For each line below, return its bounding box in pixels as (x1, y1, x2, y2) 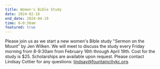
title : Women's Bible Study (5, 7, 62, 12)
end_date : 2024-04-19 (5, 16, 49, 21)
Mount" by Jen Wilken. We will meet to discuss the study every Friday (5, 43, 144, 49)
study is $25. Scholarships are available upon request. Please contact (5, 54, 144, 59)
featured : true (5, 25, 36, 30)
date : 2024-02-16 (5, 12, 40, 16)
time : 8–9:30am (5, 20, 36, 26)
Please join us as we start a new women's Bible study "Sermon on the (5, 38, 144, 44)
